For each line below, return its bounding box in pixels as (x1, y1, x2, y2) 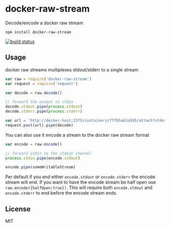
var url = (5, 118, 26, 123)
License (5, 205, 31, 213)
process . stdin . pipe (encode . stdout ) (5, 156, 80, 161)
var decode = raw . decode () (5, 90, 62, 95)
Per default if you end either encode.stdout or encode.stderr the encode (5, 174, 155, 180)
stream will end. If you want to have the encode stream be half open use (5, 179, 156, 185)
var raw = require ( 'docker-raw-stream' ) (5, 77, 92, 82)
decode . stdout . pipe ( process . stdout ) (5, 104, 82, 109)
